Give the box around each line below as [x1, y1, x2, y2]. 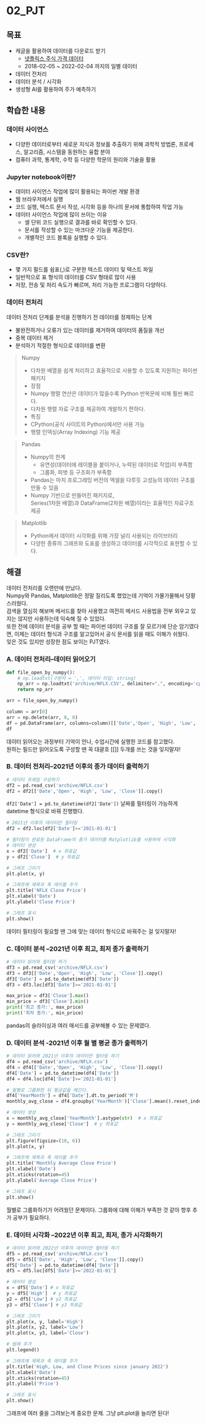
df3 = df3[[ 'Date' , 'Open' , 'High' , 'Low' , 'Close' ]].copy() [6, 970, 164, 976]
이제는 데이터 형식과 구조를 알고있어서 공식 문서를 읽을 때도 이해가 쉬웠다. [14, 631, 189, 638]
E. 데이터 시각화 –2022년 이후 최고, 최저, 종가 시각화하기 [6, 1231, 162, 1239]
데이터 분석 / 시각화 [15, 78, 62, 85]
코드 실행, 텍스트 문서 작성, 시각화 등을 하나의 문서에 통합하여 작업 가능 [15, 203, 184, 210]
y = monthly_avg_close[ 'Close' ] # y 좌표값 [6, 1121, 118, 1127]
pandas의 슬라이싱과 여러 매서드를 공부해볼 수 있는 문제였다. [6, 1022, 151, 1029]
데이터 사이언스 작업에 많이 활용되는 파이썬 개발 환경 [15, 187, 140, 195]
